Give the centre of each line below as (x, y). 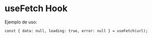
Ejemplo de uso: (21, 22)
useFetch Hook (36, 9)
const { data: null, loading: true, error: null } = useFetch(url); (76, 31)
